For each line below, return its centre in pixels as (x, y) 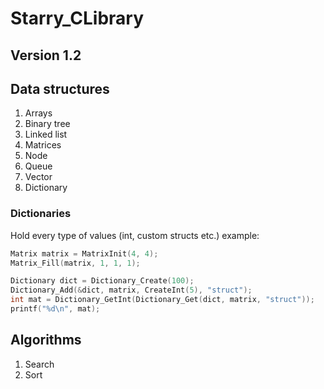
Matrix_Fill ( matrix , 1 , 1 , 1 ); (75, 263)
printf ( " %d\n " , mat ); (55, 309)
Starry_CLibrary (77, 18)
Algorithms (46, 340)
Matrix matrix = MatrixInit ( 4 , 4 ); (84, 253)
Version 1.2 (46, 55)
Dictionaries (41, 214)
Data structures (60, 88)
